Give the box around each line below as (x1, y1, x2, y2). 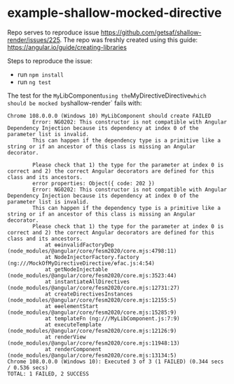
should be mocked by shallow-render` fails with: (7, 98, 142, 107)
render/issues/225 (7, 35, 61, 44)
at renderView (44, 333, 86, 340)
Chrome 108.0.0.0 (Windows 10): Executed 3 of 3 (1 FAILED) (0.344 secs (7, 358, 224, 365)
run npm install (17, 70, 64, 79)
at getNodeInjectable (44, 265, 109, 273)
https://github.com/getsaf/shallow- (100, 28, 202, 37)
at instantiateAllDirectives (44, 278, 130, 285)
